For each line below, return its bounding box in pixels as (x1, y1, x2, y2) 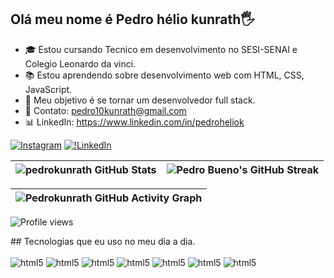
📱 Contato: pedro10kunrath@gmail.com (24, 104, 187, 116)
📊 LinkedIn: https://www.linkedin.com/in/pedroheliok (24, 116, 245, 128)
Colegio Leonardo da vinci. (24, 57, 137, 70)
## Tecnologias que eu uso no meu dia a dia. (10, 235, 196, 247)
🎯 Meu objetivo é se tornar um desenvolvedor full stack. (24, 94, 256, 106)
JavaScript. (24, 83, 73, 95)
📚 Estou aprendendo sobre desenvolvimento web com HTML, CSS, (24, 69, 305, 81)
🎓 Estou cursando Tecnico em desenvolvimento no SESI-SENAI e (24, 43, 298, 55)
